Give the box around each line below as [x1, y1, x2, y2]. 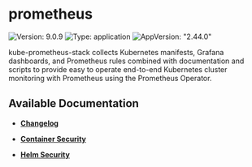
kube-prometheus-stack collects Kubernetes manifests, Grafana [8, 47, 224, 57]
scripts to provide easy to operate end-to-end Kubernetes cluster [8, 64, 228, 74]
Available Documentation [8, 96, 140, 110]
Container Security [20, 134, 87, 143]
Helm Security [20, 149, 71, 159]
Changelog [20, 118, 59, 128]
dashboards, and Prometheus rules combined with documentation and [8, 56, 245, 66]
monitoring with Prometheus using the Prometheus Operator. [8, 73, 212, 83]
